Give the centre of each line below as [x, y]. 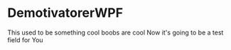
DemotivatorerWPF [65, 13]
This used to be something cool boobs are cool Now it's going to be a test [116, 32]
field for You [26, 39]
